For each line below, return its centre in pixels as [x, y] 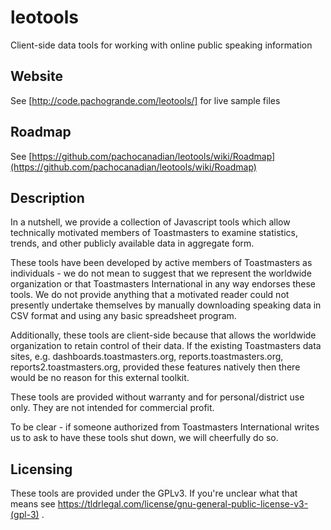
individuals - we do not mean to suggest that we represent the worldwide [161, 273]
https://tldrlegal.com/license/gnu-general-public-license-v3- [183, 504]
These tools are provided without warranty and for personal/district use [157, 397]
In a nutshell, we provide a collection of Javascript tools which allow [150, 222]
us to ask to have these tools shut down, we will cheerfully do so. [144, 438]
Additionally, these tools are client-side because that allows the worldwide [163, 335]
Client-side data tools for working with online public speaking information [161, 45]
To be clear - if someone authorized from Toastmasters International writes [165, 427]
